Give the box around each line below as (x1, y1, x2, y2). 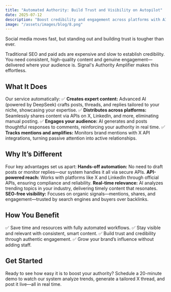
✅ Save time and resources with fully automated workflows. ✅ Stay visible (5, 224, 161, 231)
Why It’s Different (5, 150, 63, 159)
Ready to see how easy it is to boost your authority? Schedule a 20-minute (5, 270, 162, 276)
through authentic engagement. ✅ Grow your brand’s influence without (5, 236, 154, 242)
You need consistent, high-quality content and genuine (5, 57, 121, 63)
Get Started (5, 257, 43, 265)
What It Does (5, 82, 47, 91)
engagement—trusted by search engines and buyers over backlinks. (5, 196, 149, 202)
